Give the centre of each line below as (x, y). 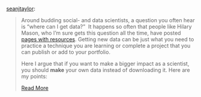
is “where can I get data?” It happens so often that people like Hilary (106, 27)
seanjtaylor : (21, 9)
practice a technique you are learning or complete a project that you (106, 46)
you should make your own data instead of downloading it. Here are (105, 70)
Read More (35, 88)
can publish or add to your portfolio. (65, 52)
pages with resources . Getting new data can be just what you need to (107, 39)
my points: (34, 76)
